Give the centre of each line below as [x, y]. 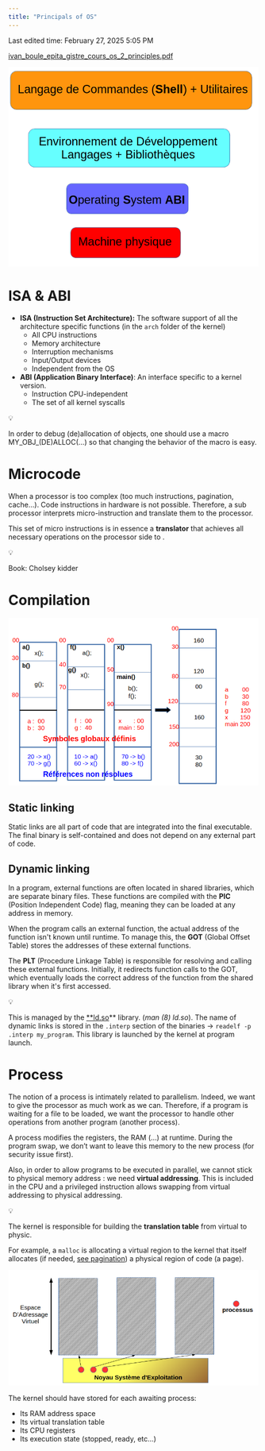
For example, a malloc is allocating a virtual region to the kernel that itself [128, 1250]
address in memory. [41, 913]
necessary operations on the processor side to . [86, 537]
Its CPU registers [47, 1430]
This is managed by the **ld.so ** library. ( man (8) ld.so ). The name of [122, 1017]
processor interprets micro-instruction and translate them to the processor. [131, 513]
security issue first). [41, 1154]
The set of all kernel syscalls [78, 402]
